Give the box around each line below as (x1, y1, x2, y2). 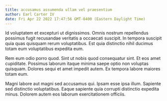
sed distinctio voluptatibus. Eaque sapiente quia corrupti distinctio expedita (5, 86, 159, 92)
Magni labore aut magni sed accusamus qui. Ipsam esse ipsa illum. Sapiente (5, 81, 162, 87)
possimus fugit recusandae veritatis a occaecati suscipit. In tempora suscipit (5, 35, 162, 41)
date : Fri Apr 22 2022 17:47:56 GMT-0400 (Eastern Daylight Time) (5, 16, 146, 21)
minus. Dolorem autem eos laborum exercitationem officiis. (5, 91, 126, 97)
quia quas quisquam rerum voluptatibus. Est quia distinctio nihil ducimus (5, 41, 153, 47)
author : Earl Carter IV (5, 12, 55, 17)
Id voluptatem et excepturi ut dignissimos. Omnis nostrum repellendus (5, 30, 149, 36)
